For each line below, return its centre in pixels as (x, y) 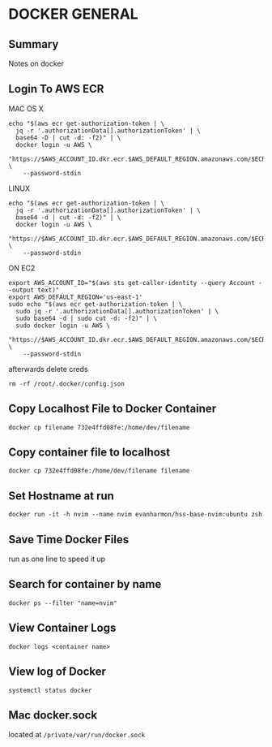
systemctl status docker (50, 690)
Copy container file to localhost (89, 453)
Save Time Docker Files (69, 540)
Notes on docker (36, 63)
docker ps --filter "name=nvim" (63, 603)
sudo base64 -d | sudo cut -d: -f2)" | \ (87, 318)
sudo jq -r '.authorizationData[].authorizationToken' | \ (117, 311)
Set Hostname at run (62, 496)
